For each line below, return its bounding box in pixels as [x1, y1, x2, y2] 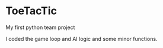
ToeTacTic [5, 4, 57, 18]
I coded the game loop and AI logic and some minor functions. [5, 35, 158, 42]
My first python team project [5, 24, 75, 31]
